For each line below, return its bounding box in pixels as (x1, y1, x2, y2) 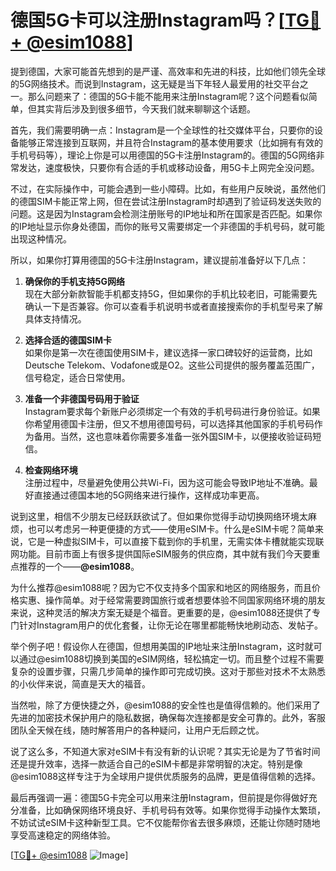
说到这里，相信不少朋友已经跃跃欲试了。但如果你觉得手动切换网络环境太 (10, 510, 308, 522)
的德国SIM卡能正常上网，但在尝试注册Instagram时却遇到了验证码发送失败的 (10, 195, 322, 207)
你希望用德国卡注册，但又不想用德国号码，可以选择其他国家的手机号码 (24, 417, 315, 430)
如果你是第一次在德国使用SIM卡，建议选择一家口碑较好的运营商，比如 (24, 346, 313, 358)
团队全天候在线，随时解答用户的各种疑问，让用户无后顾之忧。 (10, 724, 265, 736)
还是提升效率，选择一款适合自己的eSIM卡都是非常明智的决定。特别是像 (10, 757, 303, 770)
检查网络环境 (24, 464, 78, 476)
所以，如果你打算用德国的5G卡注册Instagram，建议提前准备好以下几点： (10, 254, 309, 266)
